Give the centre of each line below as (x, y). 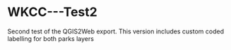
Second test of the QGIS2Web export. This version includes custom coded (116, 31)
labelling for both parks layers (51, 38)
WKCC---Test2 (52, 12)
